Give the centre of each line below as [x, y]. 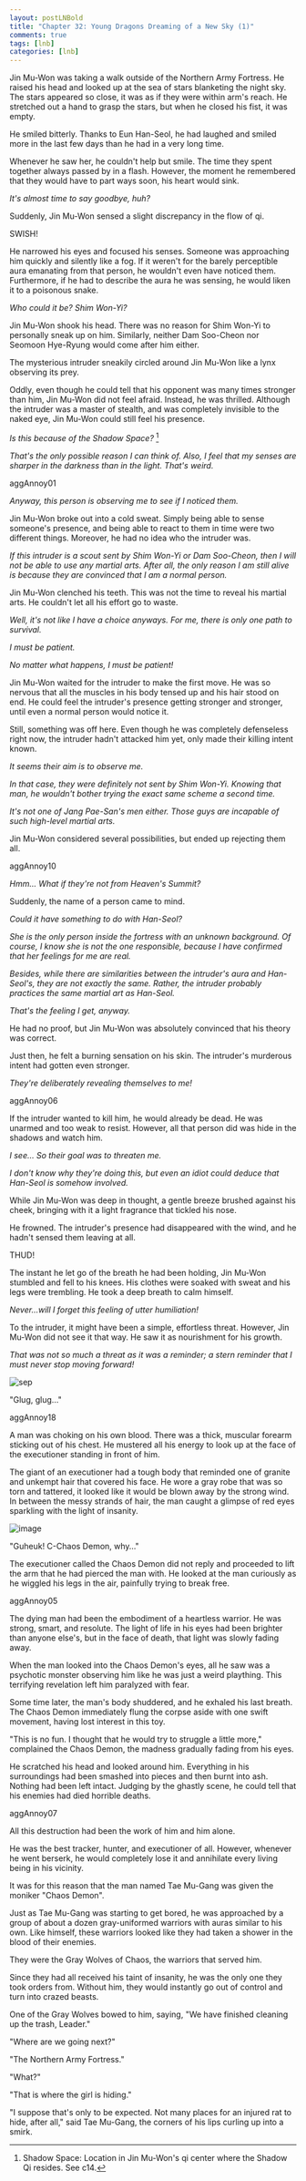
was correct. [33, 1038]
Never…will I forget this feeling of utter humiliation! [104, 1310]
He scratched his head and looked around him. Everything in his [129, 1766]
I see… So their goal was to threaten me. [86, 1155]
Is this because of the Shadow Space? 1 [84, 437]
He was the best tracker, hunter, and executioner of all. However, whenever [151, 1848]
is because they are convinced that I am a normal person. [118, 574]
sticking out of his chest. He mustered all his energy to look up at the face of [153, 1445]
